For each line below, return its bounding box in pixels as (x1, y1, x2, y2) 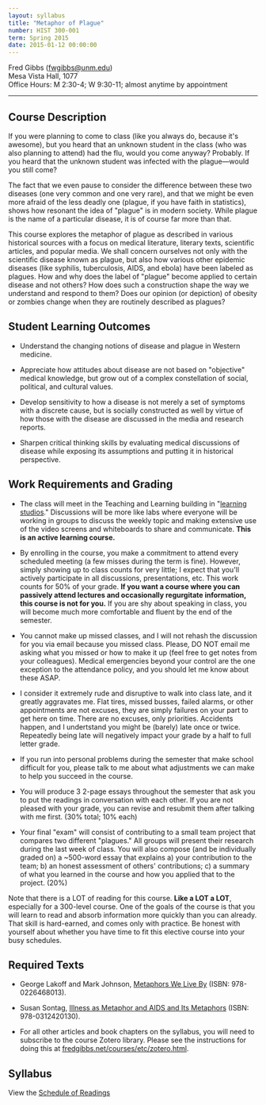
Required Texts (8, 958, 85, 972)
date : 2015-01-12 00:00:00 (8, 41, 97, 49)
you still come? (8, 164, 58, 175)
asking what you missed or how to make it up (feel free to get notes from (19, 648, 257, 657)
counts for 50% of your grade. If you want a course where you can (19, 581, 241, 591)
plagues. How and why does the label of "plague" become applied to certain (8, 271, 257, 281)
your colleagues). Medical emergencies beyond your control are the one (19, 656, 256, 665)
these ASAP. (19, 672, 61, 683)
